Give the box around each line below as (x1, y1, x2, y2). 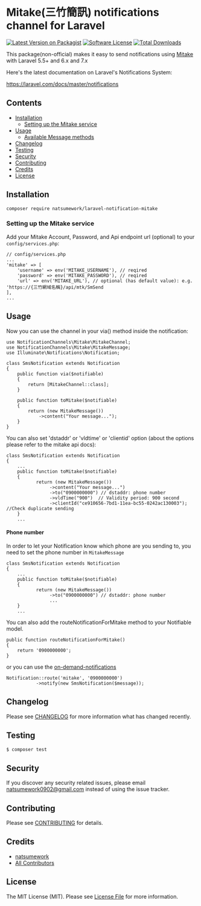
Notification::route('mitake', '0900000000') (6, 675, 123, 681)
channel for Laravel (6, 19, 106, 33)
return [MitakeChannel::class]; (28, 381, 110, 387)
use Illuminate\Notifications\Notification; (6, 349, 120, 356)
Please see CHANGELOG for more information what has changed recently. (6, 712, 191, 720)
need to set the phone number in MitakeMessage (6, 548, 124, 556)
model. (6, 625, 24, 632)
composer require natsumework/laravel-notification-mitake (6, 205, 158, 212)
